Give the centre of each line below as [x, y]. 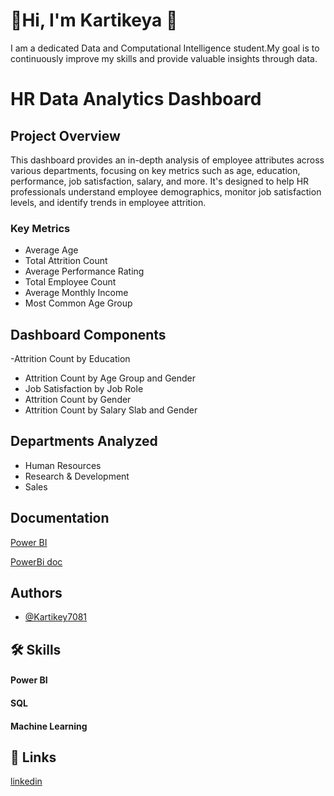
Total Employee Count [70, 282]
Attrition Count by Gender [78, 400]
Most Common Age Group [78, 303]
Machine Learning [49, 726]
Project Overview [65, 135]
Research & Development [77, 476]
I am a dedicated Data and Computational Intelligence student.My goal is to [165, 48]
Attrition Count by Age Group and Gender [110, 378]
